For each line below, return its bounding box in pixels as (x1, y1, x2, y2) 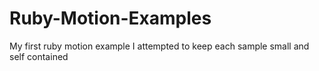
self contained (9, 50, 69, 62)
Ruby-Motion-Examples (9, 7, 212, 30)
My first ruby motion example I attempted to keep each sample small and (9, 40, 310, 52)
